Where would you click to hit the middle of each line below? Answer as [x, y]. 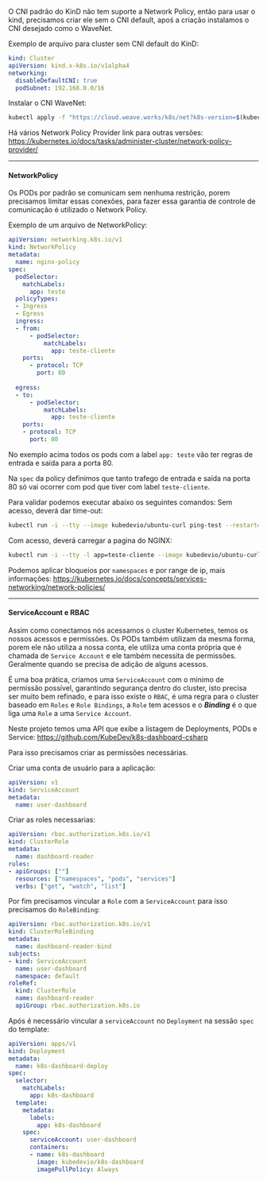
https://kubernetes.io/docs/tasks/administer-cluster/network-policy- [120, 141]
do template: [29, 1029]
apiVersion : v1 [33, 782]
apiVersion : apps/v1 [43, 1044]
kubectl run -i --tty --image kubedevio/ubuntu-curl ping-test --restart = [135, 525]
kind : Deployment [37, 1051]
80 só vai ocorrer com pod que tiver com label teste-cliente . [109, 486]
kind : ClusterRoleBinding [51, 932]
